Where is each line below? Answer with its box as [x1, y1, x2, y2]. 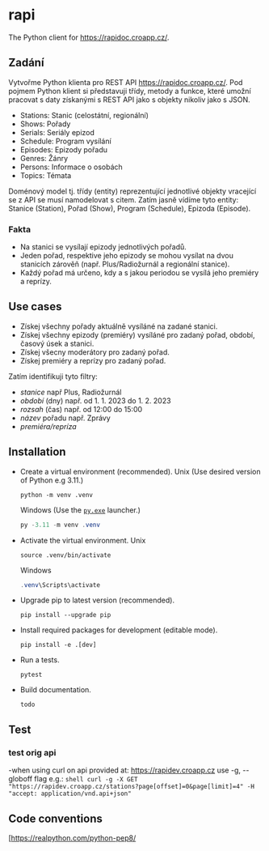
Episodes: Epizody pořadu [19, 144, 107, 155]
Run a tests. [19, 655, 60, 665]
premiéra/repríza [19, 421, 77, 431]
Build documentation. [19, 685, 91, 695]
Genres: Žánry [19, 153, 69, 163]
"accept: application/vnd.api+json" [8, 789, 132, 798]
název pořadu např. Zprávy [19, 413, 111, 423]
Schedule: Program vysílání [19, 136, 111, 146]
